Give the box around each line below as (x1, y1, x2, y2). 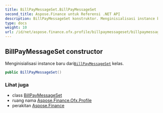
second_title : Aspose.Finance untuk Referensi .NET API (5, 12, 120, 16)
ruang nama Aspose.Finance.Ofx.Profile (12, 97, 92, 103)
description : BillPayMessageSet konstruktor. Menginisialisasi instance (5, 16, 155, 21)
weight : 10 (5, 25, 27, 30)
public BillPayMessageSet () (5, 70, 62, 75)
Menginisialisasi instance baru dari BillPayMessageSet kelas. (5, 60, 124, 66)
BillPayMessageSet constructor (5, 48, 103, 56)
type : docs (5, 20, 27, 26)
